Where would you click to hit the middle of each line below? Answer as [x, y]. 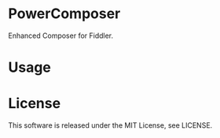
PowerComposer [64, 14]
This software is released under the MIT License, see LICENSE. [110, 125]
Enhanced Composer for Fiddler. [61, 35]
